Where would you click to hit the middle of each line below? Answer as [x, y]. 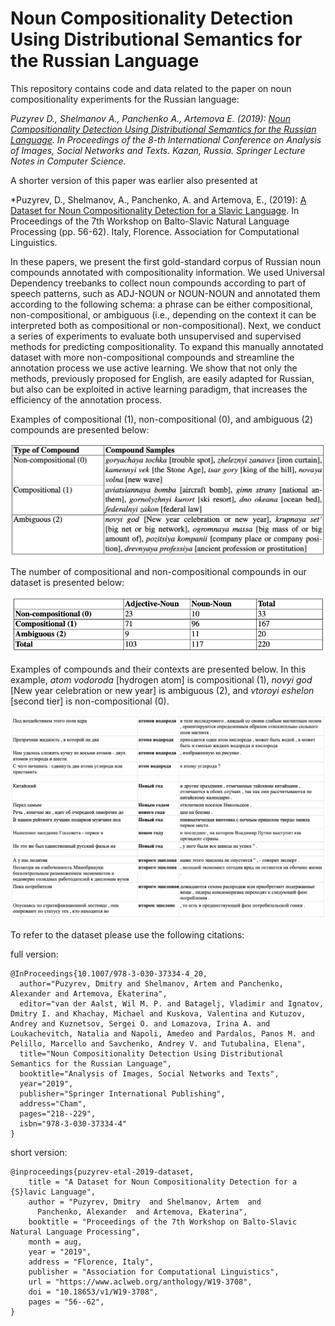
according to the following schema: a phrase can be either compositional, [161, 304]
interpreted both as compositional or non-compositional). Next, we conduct [166, 325]
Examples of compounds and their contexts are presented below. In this [158, 669]
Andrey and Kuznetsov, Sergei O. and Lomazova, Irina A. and [140, 1024]
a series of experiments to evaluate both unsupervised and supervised [156, 336]
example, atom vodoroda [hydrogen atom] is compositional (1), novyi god [161, 679]
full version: [34, 954]
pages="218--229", [58, 1114]
